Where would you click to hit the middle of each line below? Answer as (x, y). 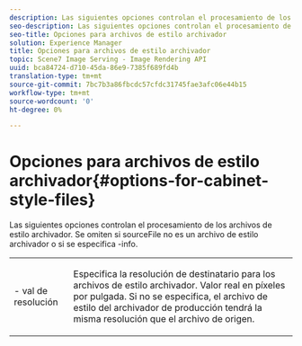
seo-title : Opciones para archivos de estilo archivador (118, 34)
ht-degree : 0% (36, 110)
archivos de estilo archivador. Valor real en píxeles (179, 286)
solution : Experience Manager (66, 43)
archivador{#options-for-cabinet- (139, 181)
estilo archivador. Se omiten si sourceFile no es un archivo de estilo (134, 235)
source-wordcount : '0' (52, 101)
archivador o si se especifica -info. (74, 244)
